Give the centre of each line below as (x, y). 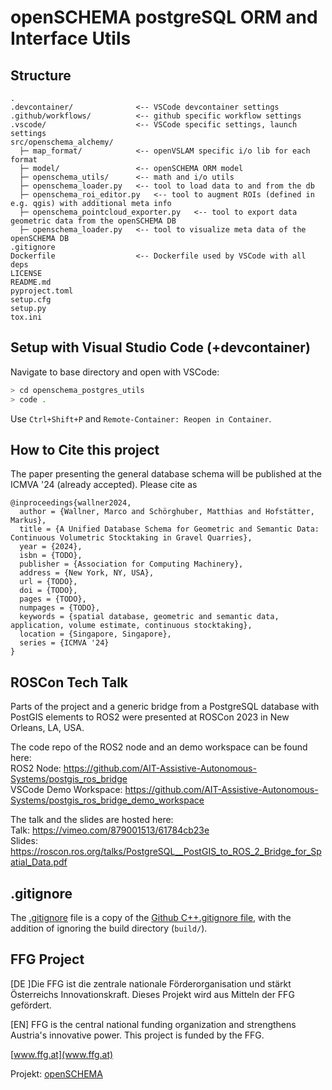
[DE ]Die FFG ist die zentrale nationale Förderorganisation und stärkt (151, 983)
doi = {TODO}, (48, 591)
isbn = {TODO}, (51, 556)
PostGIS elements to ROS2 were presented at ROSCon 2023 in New (150, 717)
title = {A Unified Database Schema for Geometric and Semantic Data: (169, 529)
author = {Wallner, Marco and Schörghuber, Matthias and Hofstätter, (167, 512)
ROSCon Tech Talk (69, 682)
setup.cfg (31, 300)
